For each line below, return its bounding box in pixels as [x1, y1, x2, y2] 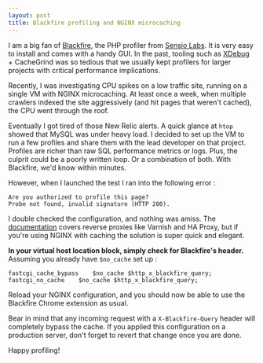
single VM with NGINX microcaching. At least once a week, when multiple [8, 89, 247, 98]
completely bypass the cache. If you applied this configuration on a [8, 321, 226, 331]
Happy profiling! [8, 345, 60, 354]
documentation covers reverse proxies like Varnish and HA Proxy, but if [8, 222, 239, 232]
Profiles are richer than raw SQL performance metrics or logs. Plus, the [8, 146, 238, 156]
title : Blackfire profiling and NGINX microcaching [8, 19, 181, 27]
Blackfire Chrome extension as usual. [8, 298, 129, 307]
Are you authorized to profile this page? [8, 193, 149, 201]
